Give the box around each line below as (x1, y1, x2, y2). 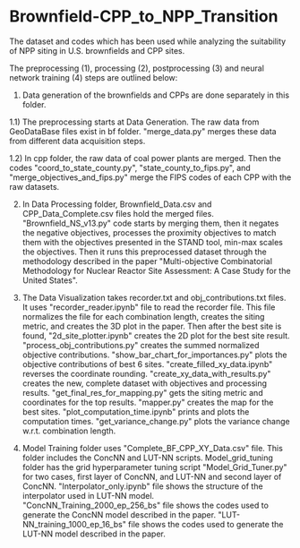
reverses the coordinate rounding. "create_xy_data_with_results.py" (21, 368, 271, 379)
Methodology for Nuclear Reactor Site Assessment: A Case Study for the (21, 265, 291, 276)
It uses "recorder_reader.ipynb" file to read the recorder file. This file (21, 302, 276, 313)
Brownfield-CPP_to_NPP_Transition (9, 6, 279, 27)
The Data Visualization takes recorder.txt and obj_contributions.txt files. (21, 292, 287, 303)
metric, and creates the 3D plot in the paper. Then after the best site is (21, 321, 282, 331)
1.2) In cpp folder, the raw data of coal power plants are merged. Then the (9, 152, 282, 163)
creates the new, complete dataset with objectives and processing (21, 378, 267, 389)
